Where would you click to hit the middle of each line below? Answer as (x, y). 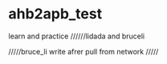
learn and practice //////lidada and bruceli (77, 36)
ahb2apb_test (55, 14)
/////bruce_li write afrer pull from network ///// (83, 51)
